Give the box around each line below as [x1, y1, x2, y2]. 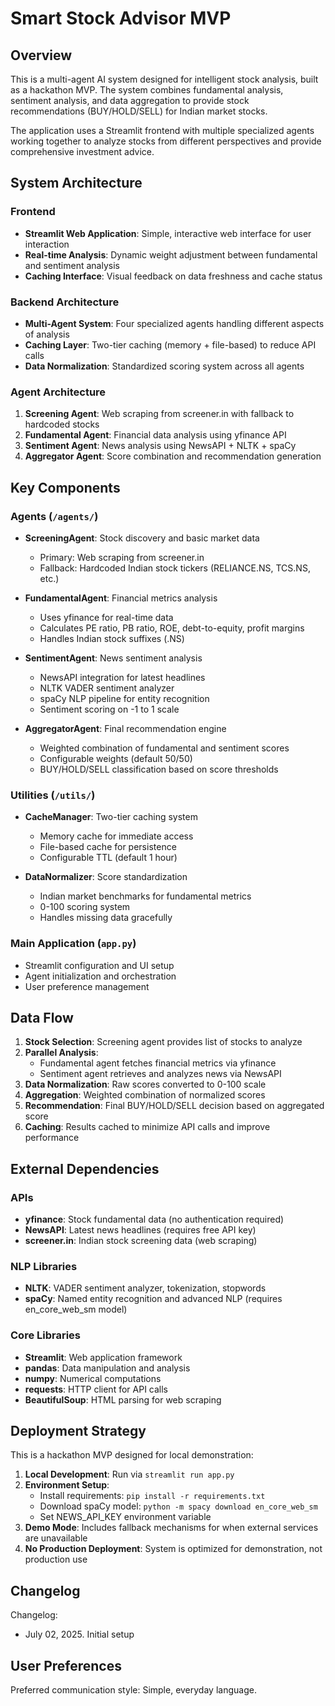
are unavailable [24, 1532, 88, 1544]
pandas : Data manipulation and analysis [24, 1362, 191, 1374]
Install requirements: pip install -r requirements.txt [39, 1490, 266, 1502]
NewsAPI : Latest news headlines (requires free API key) [24, 1224, 257, 1236]
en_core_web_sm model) [24, 1303, 128, 1316]
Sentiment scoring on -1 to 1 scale [39, 703, 180, 715]
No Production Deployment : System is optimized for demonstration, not [24, 1543, 323, 1555]
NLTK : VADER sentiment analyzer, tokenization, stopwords [24, 1282, 267, 1294]
